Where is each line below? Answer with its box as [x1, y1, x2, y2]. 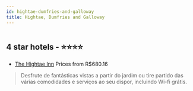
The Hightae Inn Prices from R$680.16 [14, 60, 108, 68]
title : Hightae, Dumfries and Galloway [6, 14, 105, 20]
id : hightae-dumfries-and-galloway [6, 8, 94, 15]
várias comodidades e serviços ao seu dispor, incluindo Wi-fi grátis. [20, 78, 187, 86]
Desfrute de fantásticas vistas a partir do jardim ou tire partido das [20, 72, 184, 79]
